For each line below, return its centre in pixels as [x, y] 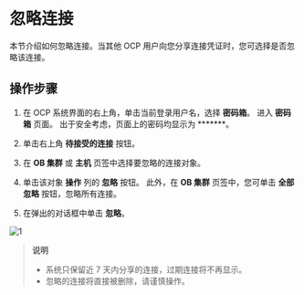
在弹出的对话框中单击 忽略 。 [76, 213]
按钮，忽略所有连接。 [81, 194]
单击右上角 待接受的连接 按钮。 [81, 143]
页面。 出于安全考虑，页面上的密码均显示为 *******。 [134, 123]
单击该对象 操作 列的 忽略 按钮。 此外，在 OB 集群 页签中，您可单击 [149, 182]
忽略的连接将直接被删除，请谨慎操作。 [117, 280]
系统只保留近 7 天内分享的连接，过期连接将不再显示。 [146, 269]
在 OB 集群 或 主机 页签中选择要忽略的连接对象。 [114, 163]
